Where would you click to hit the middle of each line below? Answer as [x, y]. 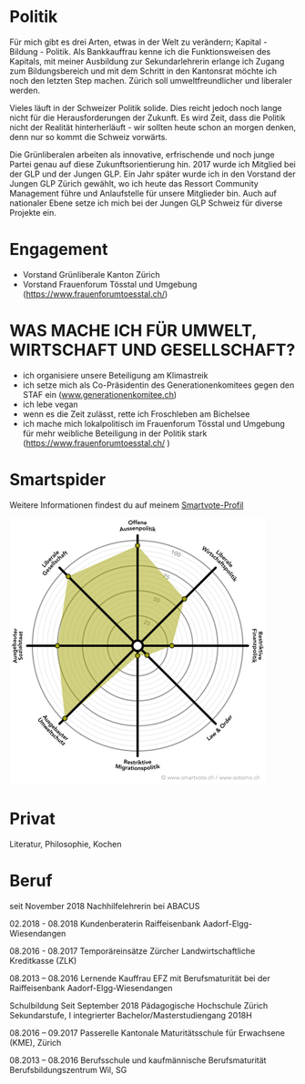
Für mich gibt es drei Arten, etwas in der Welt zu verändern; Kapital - [138, 42]
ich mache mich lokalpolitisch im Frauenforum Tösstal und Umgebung [153, 423]
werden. [25, 90]
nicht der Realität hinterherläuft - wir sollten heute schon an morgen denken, [153, 127]
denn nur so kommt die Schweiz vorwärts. [89, 137]
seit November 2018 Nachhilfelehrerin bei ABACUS [105, 906]
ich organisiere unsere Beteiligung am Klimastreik [115, 375]
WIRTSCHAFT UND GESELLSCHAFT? [152, 350]
